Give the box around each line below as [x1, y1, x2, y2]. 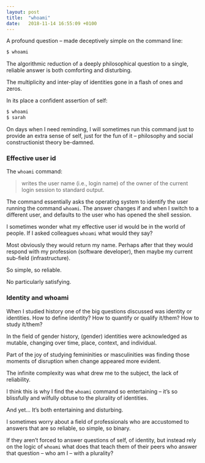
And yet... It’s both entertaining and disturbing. [6, 406, 124, 413]
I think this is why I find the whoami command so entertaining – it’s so [6, 388, 178, 395]
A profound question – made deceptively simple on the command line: [6, 37, 183, 45]
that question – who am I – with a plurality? [6, 449, 114, 457]
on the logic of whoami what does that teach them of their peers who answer [6, 443, 198, 450]
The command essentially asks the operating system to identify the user [6, 198, 188, 205]
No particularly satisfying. [6, 278, 72, 286]
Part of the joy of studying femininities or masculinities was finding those [6, 351, 190, 358]
